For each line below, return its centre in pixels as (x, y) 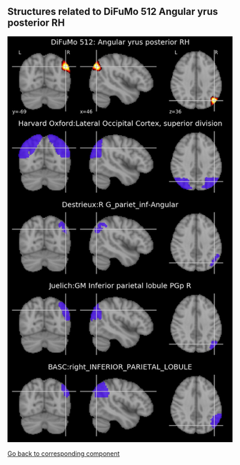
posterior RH (36, 23)
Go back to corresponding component (64, 454)
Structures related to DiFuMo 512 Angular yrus (113, 12)
